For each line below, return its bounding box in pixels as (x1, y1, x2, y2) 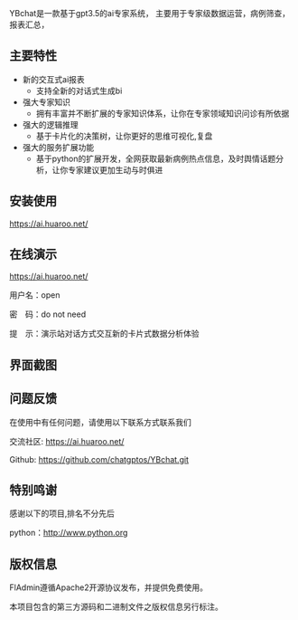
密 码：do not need (9, 309, 87, 320)
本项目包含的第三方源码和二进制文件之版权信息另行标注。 (9, 601, 223, 613)
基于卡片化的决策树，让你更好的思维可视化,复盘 (35, 130, 213, 141)
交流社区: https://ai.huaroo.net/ (9, 435, 125, 446)
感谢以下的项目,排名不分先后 (9, 508, 116, 519)
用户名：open (9, 290, 61, 300)
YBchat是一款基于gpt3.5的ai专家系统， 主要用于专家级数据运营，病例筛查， (9, 8, 291, 18)
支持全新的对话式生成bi (35, 85, 123, 96)
